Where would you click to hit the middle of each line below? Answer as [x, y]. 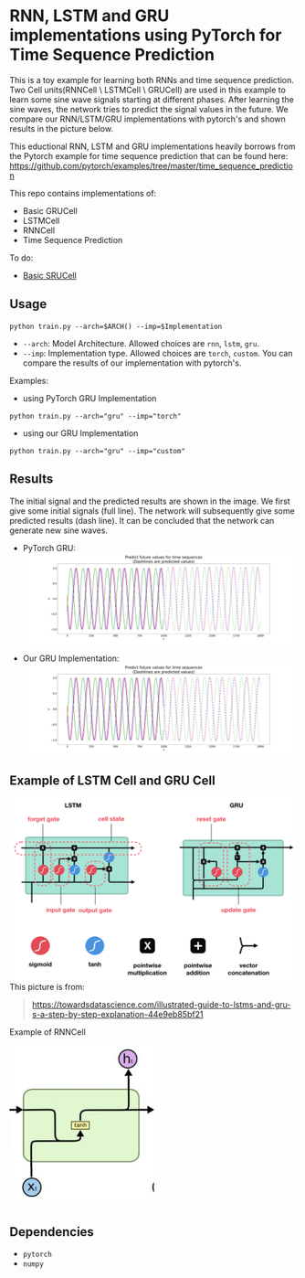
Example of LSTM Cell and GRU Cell [113, 780]
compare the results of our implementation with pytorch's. [132, 363]
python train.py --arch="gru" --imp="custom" [97, 451]
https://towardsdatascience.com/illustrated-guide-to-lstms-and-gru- [161, 1005]
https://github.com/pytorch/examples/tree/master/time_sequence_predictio [152, 165]
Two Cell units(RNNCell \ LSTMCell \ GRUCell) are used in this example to [147, 90]
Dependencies [52, 1232]
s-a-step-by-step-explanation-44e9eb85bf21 [117, 1015]
